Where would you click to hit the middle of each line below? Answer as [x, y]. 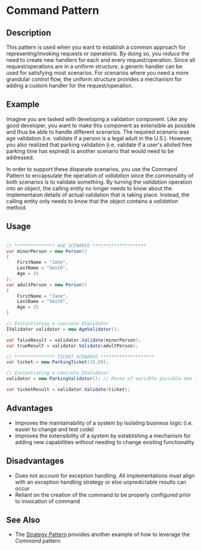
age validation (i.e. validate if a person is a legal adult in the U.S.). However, [99, 138]
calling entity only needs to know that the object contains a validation [92, 201]
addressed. [20, 157]
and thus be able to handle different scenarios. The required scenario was [98, 132]
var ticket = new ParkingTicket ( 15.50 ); [58, 362]
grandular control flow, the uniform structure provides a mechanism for [94, 79]
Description [29, 33]
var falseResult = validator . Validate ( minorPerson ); [74, 340]
